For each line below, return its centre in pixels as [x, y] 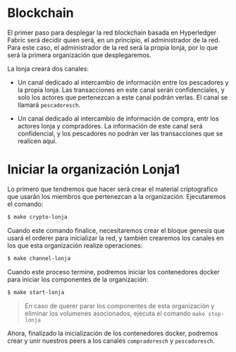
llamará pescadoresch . [49, 104]
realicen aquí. [37, 141]
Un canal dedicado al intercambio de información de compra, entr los [118, 119]
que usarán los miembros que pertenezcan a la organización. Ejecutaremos [117, 196]
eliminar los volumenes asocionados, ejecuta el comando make [115, 313]
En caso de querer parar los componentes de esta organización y [119, 305]
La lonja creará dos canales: [48, 68]
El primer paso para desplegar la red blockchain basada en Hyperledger [112, 32]
